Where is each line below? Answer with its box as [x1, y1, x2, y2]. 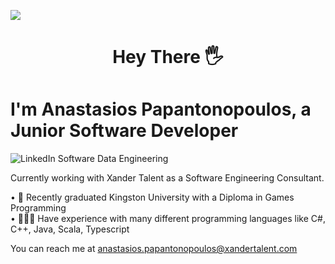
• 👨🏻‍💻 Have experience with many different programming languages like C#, [10, 213, 326, 225]
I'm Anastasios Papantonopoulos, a [10, 98, 312, 121]
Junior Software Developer [10, 120, 239, 142]
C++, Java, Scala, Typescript [10, 223, 130, 235]
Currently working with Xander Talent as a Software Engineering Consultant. [10, 172, 325, 184]
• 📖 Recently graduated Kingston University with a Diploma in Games [10, 191, 295, 204]
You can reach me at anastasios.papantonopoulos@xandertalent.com [10, 243, 298, 255]
